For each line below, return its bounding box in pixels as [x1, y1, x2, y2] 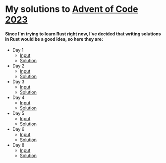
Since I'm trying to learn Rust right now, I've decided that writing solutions [5, 31, 161, 37]
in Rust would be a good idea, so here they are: [5, 36, 103, 42]
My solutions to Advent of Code [5, 3, 138, 15]
